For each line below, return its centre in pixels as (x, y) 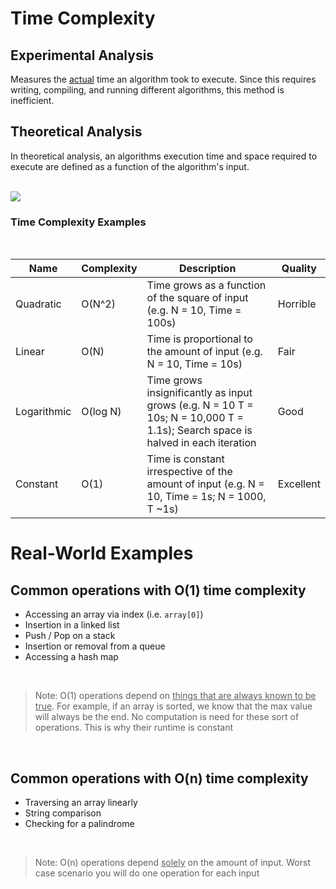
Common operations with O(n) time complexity (159, 778)
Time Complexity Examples (78, 222)
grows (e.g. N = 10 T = (200, 405)
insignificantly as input (199, 393)
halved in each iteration (201, 443)
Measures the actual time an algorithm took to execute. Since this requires (163, 79)
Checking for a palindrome (79, 823)
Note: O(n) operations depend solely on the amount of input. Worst (172, 862)
